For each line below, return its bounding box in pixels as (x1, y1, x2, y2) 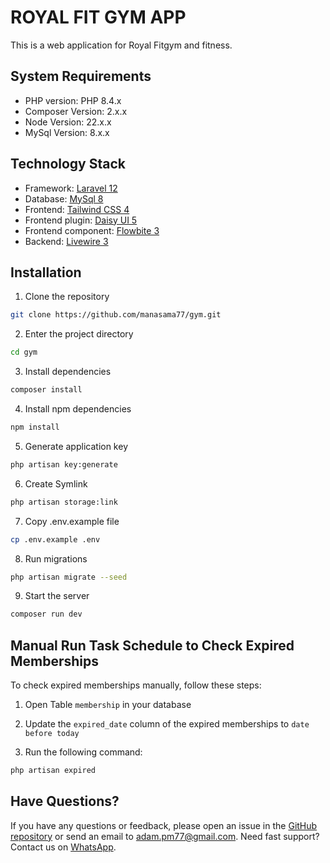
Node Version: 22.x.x (24, 116, 112, 128)
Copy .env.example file (24, 515, 120, 527)
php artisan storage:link (10, 497, 118, 507)
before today (24, 729, 80, 739)
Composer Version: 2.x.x (24, 105, 128, 117)
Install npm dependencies (24, 403, 132, 415)
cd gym (10, 347, 38, 358)
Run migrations (24, 552, 88, 565)
